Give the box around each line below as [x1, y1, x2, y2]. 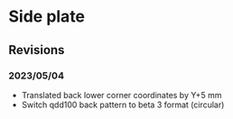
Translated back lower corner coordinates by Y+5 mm [21, 89, 222, 100]
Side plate [8, 6, 86, 27]
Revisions [8, 42, 65, 58]
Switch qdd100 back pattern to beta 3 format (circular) [21, 99, 225, 110]
